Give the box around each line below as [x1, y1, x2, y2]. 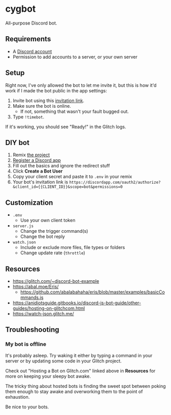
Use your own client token [20, 217, 76, 224]
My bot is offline [5, 340, 46, 348]
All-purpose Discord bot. [5, 20, 58, 26]
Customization [5, 198, 54, 207]
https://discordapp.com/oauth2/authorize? [69, 180, 161, 185]
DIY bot [5, 138, 30, 147]
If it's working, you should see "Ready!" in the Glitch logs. [5, 124, 127, 130]
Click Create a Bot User [12, 168, 63, 174]
